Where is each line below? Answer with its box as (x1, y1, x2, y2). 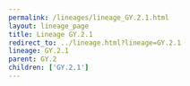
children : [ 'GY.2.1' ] (8, 64, 90, 73)
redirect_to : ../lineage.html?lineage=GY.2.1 (8, 38, 181, 47)
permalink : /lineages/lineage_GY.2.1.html (8, 13, 169, 22)
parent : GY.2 (8, 55, 57, 64)
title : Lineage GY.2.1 (8, 30, 93, 39)
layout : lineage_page (8, 21, 90, 30)
